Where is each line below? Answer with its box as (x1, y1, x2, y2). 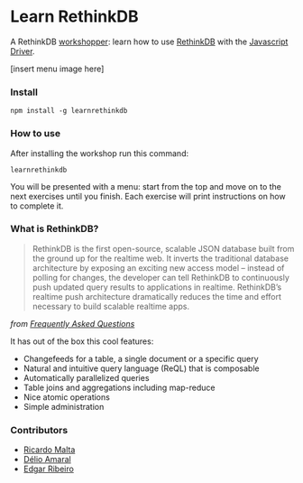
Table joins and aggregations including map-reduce (23, 382, 216, 393)
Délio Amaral (23, 454, 71, 465)
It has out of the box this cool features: (10, 336, 154, 347)
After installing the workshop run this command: (10, 147, 188, 159)
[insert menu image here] (10, 63, 105, 74)
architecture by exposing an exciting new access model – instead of (32, 262, 285, 273)
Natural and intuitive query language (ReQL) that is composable (23, 363, 260, 374)
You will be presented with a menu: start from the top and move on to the (10, 181, 282, 191)
